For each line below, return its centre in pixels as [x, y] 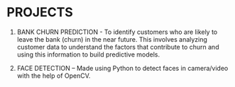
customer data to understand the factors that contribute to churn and [118, 47]
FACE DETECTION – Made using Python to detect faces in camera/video [122, 68]
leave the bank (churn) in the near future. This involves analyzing [112, 39]
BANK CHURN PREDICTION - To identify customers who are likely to [117, 32]
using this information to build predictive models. [88, 54]
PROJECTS [40, 12]
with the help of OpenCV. [54, 76]
